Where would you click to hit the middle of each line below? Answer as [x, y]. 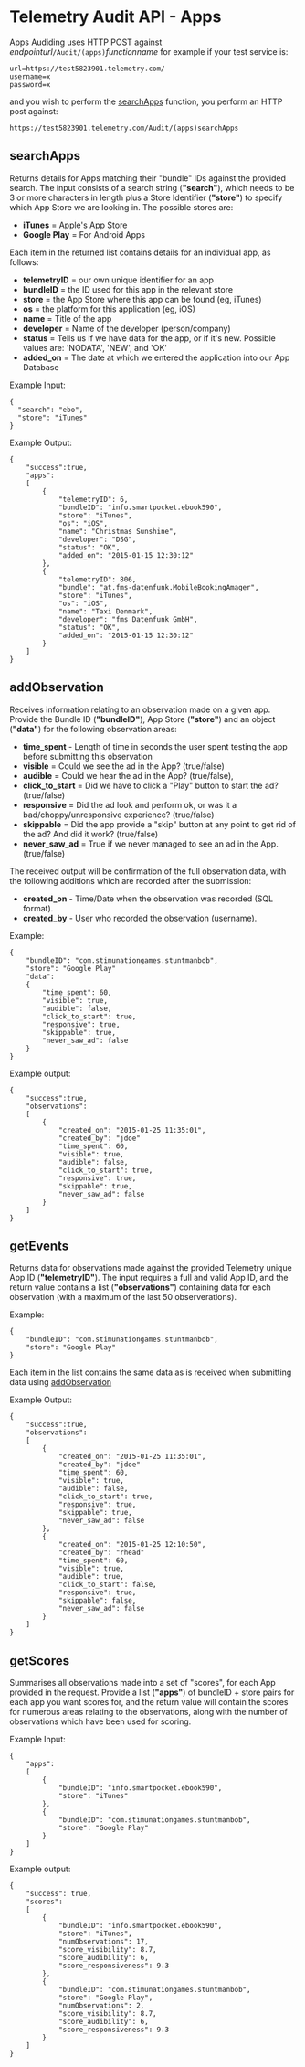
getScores [40, 1661]
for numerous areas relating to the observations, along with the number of [148, 1712]
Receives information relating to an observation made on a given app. [140, 709]
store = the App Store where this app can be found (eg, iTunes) [142, 299]
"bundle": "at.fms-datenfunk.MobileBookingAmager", [158, 587]
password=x [30, 84]
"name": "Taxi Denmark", [105, 611]
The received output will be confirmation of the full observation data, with [148, 871]
